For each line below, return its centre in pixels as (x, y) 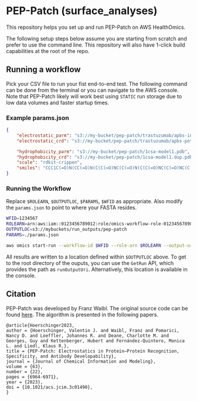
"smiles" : (29, 168)
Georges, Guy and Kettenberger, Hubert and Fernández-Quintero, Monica (95, 341)
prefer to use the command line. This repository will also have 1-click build (96, 45)
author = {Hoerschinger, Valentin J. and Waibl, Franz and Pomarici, (93, 330)
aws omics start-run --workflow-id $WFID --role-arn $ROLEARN (84, 246)
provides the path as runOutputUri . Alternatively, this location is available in (97, 269)
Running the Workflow (39, 188)
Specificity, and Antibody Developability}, (61, 356)
